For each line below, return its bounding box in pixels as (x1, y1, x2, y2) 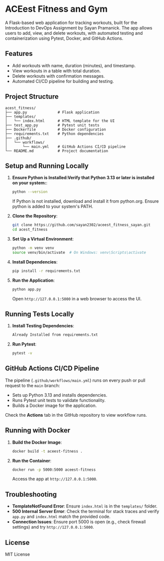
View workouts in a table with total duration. (12, 68, 101, 74)
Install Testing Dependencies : (12, 323, 74, 329)
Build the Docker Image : (12, 439, 62, 445)
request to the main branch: (5, 382, 60, 388)
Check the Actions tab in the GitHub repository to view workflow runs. (5, 412, 147, 418)
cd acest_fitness (12, 227, 48, 232)
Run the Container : (12, 457, 51, 463)
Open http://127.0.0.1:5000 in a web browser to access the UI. (12, 295, 142, 301)
